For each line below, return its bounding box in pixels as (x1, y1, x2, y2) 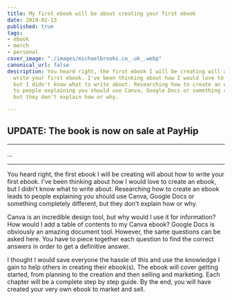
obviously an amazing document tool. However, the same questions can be (7, 227, 221, 236)
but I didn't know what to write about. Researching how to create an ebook (7, 185, 220, 193)
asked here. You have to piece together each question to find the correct (7, 234, 214, 243)
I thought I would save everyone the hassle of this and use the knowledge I (7, 255, 220, 263)
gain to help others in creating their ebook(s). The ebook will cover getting (7, 263, 219, 271)
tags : (7, 29, 23, 37)
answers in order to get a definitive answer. (7, 242, 130, 250)
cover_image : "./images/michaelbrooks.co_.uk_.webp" (7, 55, 162, 62)
